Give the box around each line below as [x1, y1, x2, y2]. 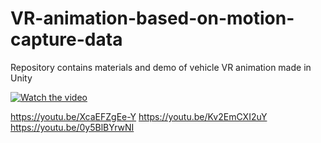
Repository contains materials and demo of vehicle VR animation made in [10, 61, 312, 73]
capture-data [10, 28, 123, 51]
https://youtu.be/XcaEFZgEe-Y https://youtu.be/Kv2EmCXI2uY [10, 110, 268, 122]
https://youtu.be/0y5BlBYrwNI [10, 121, 135, 133]
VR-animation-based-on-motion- [10, 7, 295, 30]
